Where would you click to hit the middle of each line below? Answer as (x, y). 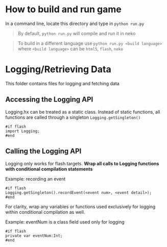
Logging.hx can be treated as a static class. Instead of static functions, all (83, 112)
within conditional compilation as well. (45, 212)
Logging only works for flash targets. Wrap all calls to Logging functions (82, 163)
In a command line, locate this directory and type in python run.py (75, 23)
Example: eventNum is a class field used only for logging (65, 222)
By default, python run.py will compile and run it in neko (77, 33)
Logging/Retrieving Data (58, 69)
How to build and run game (63, 9)
